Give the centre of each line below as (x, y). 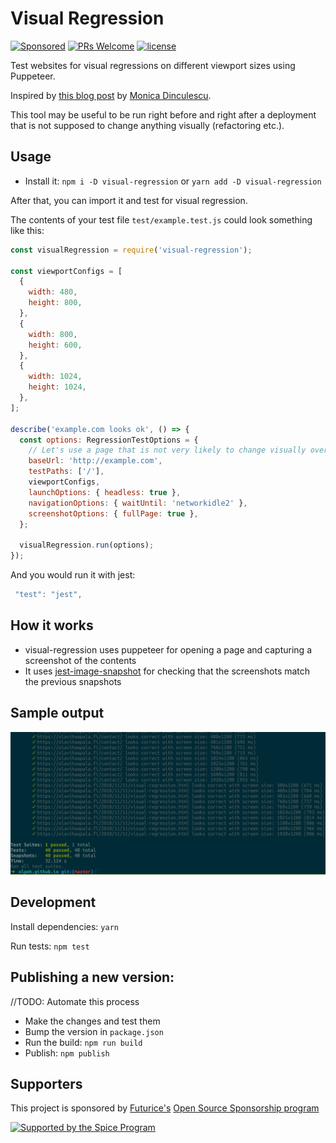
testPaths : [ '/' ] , (66, 472)
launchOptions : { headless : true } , (105, 492)
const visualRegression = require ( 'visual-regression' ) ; (131, 250)
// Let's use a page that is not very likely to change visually (167, 450)
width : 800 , (53, 334)
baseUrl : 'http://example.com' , (95, 461)
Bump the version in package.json (94, 1031)
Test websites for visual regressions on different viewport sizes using (153, 65)
